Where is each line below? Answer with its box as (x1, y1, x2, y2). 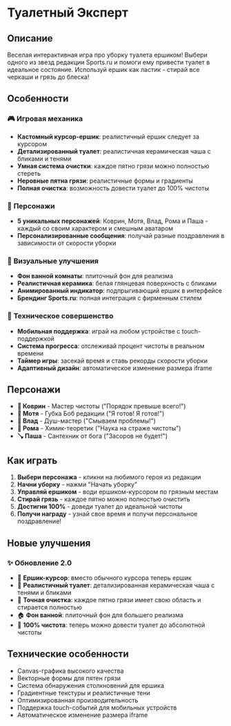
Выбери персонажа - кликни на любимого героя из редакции (17, 473, 201, 482)
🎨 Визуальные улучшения (7, 256, 99, 266)
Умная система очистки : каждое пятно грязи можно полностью (17, 161, 210, 170)
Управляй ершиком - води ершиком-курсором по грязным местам (17, 488, 219, 496)
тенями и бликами (17, 588, 72, 597)
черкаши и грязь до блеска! (7, 73, 90, 81)
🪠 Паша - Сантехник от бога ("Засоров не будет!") (17, 432, 168, 440)
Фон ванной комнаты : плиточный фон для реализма (17, 272, 174, 280)
